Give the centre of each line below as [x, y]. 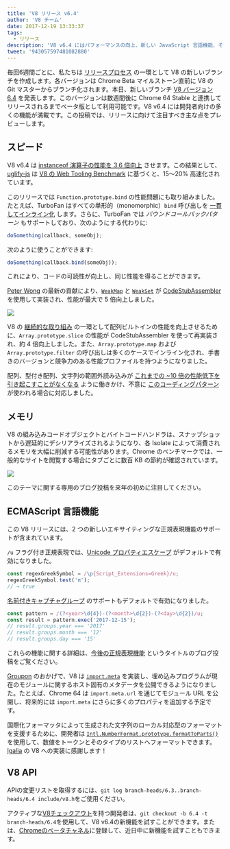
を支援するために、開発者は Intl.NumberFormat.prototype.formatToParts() [113, 734]
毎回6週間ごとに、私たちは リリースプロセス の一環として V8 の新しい [106, 72]
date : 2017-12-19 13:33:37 [46, 26]
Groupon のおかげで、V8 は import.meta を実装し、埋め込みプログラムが [110, 676]
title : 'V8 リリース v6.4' [43, 13]
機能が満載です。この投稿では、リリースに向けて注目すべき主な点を [114, 115]
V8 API [22, 773]
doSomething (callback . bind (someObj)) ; [62, 262]
